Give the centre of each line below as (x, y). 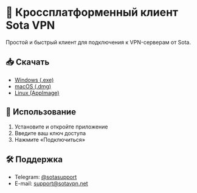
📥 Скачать (28, 62)
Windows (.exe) (34, 80)
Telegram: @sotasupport (46, 177)
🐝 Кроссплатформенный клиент (92, 12)
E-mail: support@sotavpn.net (51, 184)
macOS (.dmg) (33, 86)
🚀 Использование (41, 112)
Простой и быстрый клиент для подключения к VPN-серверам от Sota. (98, 42)
